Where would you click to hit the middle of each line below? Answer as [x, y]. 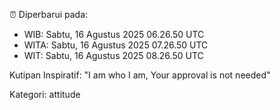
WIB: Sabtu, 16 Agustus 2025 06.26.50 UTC [114, 34]
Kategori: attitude [45, 94]
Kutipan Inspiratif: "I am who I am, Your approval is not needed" [140, 75]
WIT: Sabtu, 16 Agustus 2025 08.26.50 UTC [113, 55]
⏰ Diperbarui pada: [49, 14]
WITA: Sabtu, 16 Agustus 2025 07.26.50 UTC [116, 45]
